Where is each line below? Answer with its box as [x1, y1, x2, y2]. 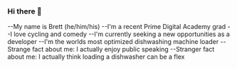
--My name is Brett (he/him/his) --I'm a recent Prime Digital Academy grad [7, 23, 226, 31]
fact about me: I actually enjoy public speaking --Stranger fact [31, 45, 215, 54]
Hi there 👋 [7, 6, 43, 16]
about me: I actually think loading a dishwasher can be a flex [7, 52, 185, 61]
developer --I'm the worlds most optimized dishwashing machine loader [7, 38, 219, 46]
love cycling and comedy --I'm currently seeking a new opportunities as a [14, 30, 230, 38]
